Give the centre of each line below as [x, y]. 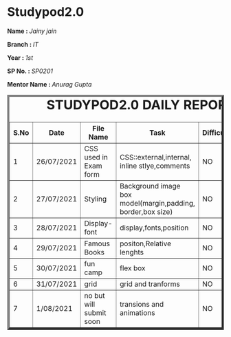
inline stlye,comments [155, 166]
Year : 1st [20, 57]
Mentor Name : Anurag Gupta [49, 84]
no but [95, 296]
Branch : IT [23, 44]
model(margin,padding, [157, 204]
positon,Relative [145, 243]
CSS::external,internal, [155, 157]
